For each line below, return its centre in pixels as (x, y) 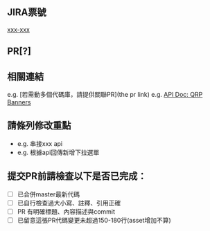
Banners (19, 102)
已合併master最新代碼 (49, 194)
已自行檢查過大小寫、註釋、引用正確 (69, 203)
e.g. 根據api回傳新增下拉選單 (58, 152)
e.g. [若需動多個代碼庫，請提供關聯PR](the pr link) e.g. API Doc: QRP (105, 95)
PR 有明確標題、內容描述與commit (66, 211)
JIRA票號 (27, 12)
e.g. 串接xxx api (40, 143)
